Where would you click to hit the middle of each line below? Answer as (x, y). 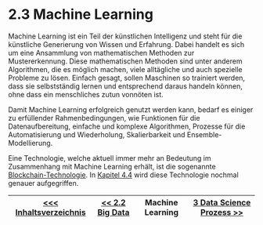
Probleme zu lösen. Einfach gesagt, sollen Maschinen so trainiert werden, (126, 78)
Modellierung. (31, 143)
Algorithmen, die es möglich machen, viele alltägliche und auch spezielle (125, 69)
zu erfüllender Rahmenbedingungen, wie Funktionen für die (104, 118)
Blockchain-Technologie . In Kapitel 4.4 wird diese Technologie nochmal (123, 175)
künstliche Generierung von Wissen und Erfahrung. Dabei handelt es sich (126, 44)
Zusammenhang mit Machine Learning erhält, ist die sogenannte (112, 166)
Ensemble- (204, 134)
